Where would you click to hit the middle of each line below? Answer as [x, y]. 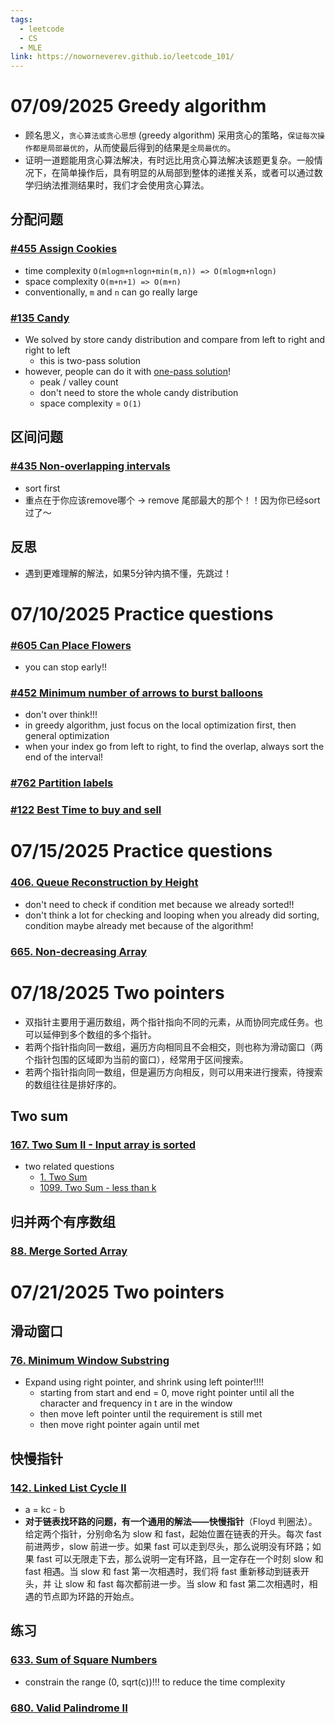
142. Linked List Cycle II [68, 1488]
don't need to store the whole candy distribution [139, 393]
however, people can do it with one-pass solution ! [127, 372]
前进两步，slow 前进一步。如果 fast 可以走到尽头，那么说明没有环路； [168, 1547]
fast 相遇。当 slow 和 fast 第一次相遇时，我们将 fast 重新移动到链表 [163, 1572]
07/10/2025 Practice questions [142, 613]
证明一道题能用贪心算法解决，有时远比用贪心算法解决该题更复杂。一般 [169, 160]
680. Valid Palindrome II [69, 1708]
